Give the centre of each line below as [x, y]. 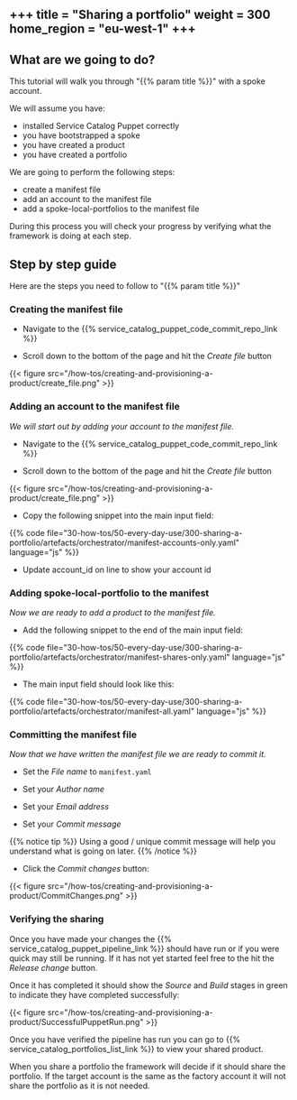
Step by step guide [63, 264]
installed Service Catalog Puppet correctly [101, 126]
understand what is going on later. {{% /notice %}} [103, 851]
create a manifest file [62, 189]
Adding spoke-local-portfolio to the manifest [109, 593]
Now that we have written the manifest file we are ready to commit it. [138, 754]
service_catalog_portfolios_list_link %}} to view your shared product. [136, 1049]
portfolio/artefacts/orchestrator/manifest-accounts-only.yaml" [125, 542]
